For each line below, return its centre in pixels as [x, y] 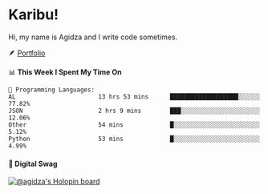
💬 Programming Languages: [51, 90]
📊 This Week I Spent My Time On [65, 72]
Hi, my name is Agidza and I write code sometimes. [93, 37]
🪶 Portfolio [27, 53]
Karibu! [34, 15]
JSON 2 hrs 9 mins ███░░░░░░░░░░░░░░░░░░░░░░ [134, 111]
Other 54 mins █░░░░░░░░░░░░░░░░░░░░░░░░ [134, 125]
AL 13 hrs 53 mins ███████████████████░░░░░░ [134, 97]
